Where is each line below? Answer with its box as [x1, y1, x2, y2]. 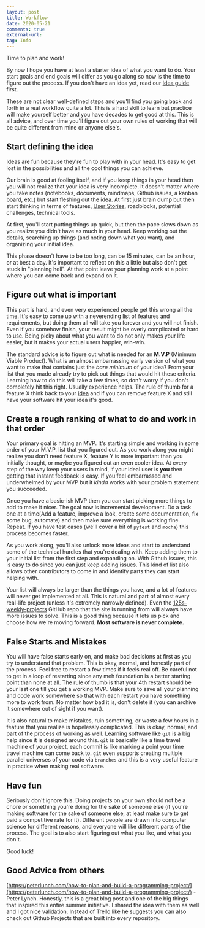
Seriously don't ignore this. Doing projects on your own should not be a [6, 797, 186, 804]
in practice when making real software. [6, 762, 105, 770]
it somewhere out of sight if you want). [6, 705, 104, 713]
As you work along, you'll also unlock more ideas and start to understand [6, 541, 191, 549]
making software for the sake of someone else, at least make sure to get [6, 810, 188, 817]
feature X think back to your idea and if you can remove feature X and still [6, 389, 193, 396]
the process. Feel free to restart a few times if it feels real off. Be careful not [6, 666, 197, 673]
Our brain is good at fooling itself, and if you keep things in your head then [6, 176, 194, 184]
